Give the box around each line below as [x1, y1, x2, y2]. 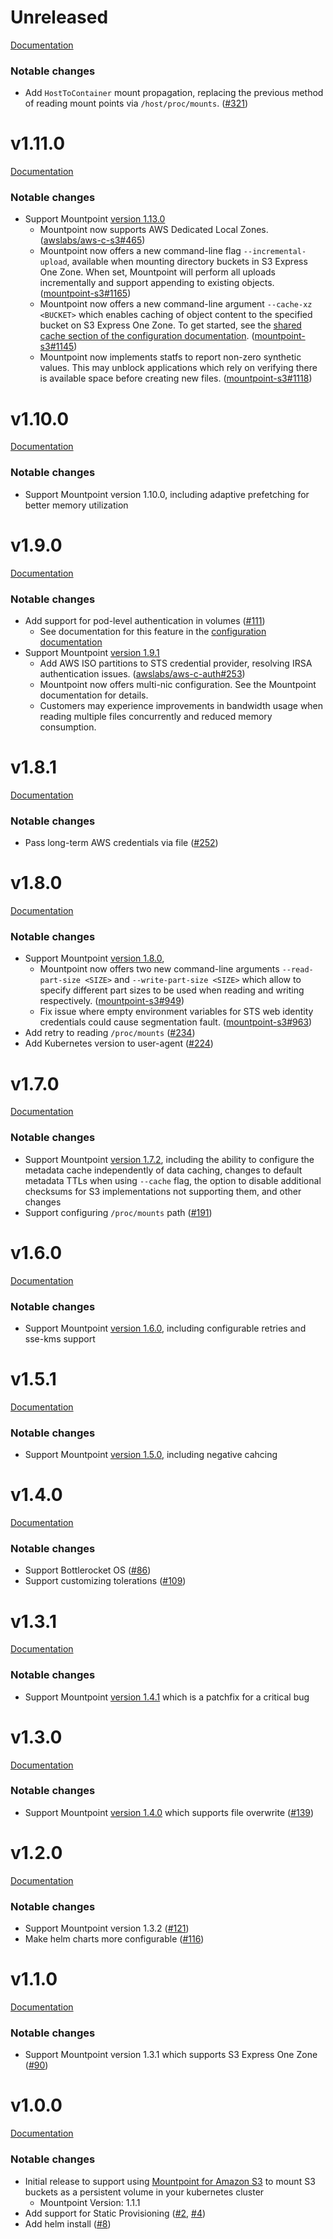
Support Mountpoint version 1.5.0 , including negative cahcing [24, 1449, 278, 1461]
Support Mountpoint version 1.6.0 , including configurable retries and [24, 1322, 307, 1334]
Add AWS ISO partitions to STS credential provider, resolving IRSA [39, 657, 313, 669]
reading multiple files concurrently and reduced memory [39, 710, 273, 722]
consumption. [39, 721, 97, 733]
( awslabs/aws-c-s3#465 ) [39, 234, 146, 246]
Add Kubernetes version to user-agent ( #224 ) [24, 1037, 214, 1050]
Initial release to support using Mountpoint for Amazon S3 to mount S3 [24, 2175, 316, 2187]
